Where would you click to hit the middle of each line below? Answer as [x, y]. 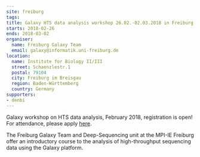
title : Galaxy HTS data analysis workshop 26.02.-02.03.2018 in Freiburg [100, 23]
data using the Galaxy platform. [45, 147]
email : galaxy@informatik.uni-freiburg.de [65, 51]
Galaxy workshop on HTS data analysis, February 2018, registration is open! [99, 117]
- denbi [16, 100]
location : [19, 56]
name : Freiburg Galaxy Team [47, 45]
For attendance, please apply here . [49, 123]
